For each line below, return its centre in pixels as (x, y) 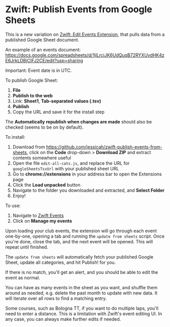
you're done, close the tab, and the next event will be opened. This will (79, 241)
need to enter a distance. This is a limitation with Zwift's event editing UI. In (84, 313)
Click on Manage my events (42, 221)
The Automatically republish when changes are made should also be (79, 121)
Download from (29, 147)
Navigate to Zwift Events (38, 215)
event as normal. (23, 278)
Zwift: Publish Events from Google (79, 9)
